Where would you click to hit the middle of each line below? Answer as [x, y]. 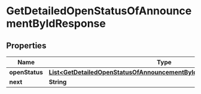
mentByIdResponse [56, 23]
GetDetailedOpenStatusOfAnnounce [99, 11]
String [58, 82]
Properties [26, 46]
